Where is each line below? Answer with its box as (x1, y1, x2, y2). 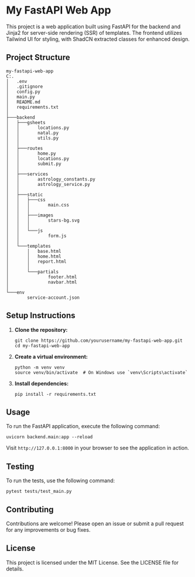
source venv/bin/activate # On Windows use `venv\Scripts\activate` (14, 369, 189, 375)
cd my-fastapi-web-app (14, 342, 70, 349)
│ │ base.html (6, 248, 61, 254)
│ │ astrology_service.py (6, 181, 91, 187)
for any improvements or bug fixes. (6, 526, 91, 533)
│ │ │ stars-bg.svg (6, 217, 80, 224)
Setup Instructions (6, 311, 76, 321)
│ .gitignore (6, 84, 43, 89)
